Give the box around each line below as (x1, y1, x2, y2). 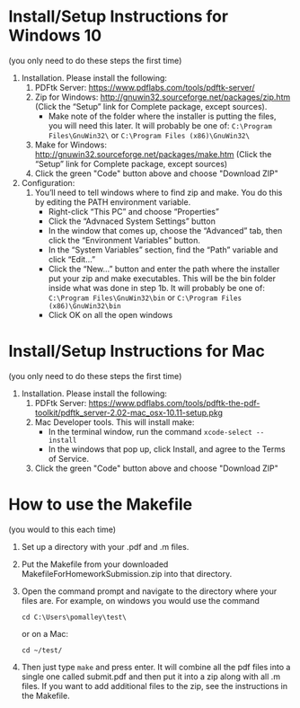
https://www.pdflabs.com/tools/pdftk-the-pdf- (88, 397, 260, 408)
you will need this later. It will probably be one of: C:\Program (48, 119, 273, 131)
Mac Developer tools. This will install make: (34, 416, 195, 428)
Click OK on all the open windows (48, 309, 173, 320)
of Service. (48, 453, 89, 464)
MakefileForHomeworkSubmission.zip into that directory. (21, 568, 233, 579)
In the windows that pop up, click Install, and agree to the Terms (48, 443, 286, 455)
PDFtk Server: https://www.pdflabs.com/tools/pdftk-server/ (34, 82, 255, 93)
